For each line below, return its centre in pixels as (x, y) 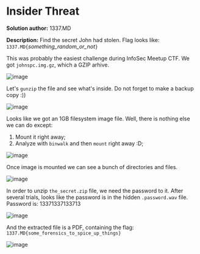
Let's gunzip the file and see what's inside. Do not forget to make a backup (100, 88)
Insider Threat (43, 11)
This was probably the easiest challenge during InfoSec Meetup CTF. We (98, 58)
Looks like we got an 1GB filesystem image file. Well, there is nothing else (98, 118)
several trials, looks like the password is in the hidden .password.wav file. (97, 197)
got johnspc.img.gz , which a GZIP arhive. (58, 65)
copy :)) (16, 95)
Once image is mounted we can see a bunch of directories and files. (92, 167)
